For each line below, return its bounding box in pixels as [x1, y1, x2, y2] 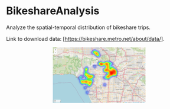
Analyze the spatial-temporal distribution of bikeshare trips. [6, 24, 151, 31]
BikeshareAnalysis [6, 4, 100, 18]
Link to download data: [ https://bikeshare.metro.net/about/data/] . [6, 35, 165, 42]
